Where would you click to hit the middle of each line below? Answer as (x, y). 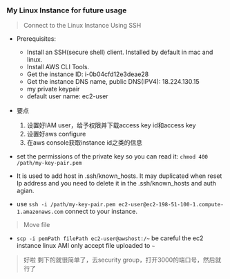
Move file (37, 225)
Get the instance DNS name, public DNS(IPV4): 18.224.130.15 (113, 82)
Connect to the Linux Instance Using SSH (82, 26)
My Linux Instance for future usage (67, 10)
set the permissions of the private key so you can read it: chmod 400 (112, 156)
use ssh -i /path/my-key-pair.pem (66, 204)
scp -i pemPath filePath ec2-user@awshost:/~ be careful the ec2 (110, 238)
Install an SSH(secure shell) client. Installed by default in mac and (120, 52)
